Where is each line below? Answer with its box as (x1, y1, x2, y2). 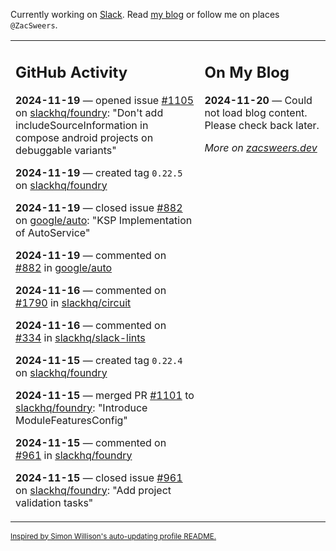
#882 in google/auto (15, 260, 113, 274)
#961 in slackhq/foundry (15, 448, 133, 462)
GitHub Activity (15, 62, 128, 82)
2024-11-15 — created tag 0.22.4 (15, 353, 183, 367)
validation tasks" (15, 495, 94, 509)
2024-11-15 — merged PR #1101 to (15, 388, 195, 402)
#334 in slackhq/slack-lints (15, 330, 146, 344)
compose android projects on (15, 130, 154, 144)
